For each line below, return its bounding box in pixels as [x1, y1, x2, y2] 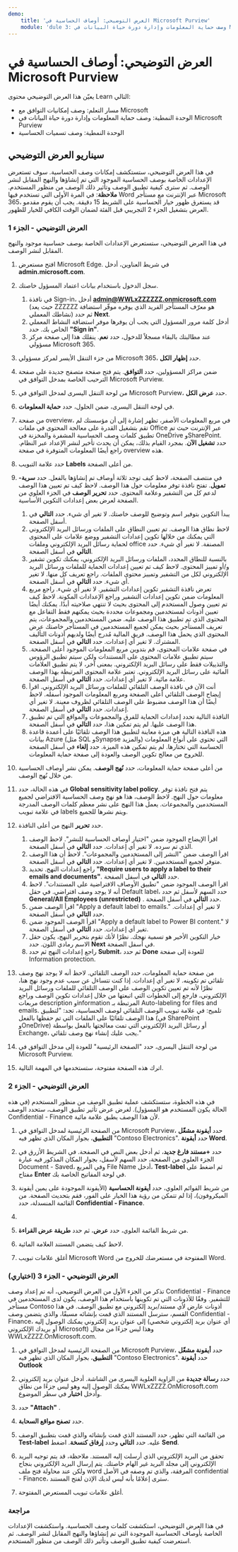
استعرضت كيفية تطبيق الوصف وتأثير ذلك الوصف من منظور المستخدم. [8, 1536, 191, 1545]
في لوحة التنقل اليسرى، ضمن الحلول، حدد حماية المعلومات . [18, 402, 174, 411]
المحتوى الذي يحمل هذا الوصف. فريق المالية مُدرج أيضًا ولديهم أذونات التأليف [28, 630, 229, 638]
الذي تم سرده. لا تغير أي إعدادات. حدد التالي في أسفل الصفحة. [28, 842, 194, 851]
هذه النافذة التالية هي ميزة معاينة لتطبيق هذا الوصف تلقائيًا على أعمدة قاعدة [28, 727, 227, 736]
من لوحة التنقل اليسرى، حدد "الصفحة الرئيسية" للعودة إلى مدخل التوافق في [18, 1042, 218, 1051]
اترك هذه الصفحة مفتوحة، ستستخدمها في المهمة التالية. [18, 1064, 164, 1072]
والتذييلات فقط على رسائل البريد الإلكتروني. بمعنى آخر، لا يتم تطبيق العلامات [28, 660, 229, 669]
